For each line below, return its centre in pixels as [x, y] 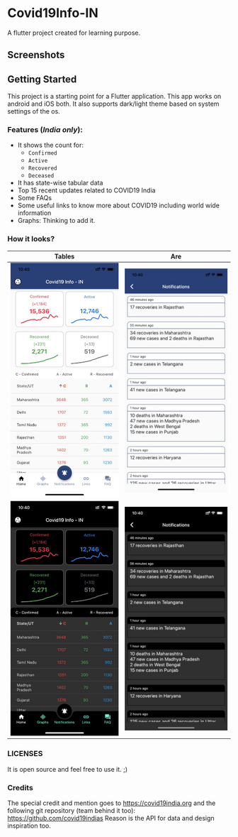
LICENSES [25, 754]
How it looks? [31, 239]
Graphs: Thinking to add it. [56, 221]
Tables [64, 256]
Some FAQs [34, 198]
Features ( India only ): [45, 130]
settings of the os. [34, 111]
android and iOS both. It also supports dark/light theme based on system [113, 104]
